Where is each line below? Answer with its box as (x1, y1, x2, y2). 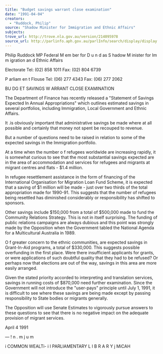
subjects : (5, 30, 25, 35)
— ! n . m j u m (5, 334, 34, 339)
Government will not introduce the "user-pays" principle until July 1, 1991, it (5, 285, 155, 291)
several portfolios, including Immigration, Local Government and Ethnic (5, 105, 147, 111)
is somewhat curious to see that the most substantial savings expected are (5, 154, 154, 160)
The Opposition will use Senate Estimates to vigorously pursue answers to (5, 304, 153, 310)
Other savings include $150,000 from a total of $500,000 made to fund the (5, 209, 154, 215)
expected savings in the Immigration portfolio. (5, 140, 97, 145)
